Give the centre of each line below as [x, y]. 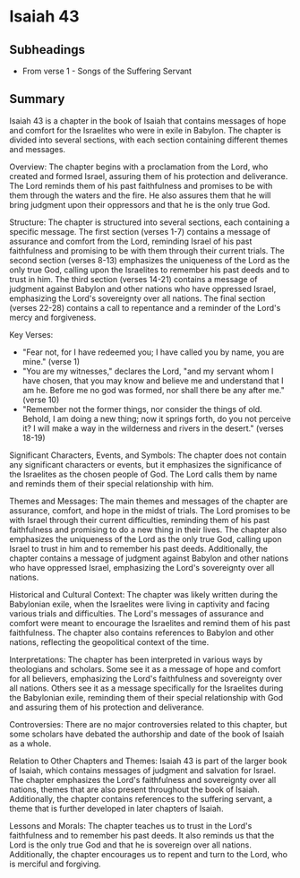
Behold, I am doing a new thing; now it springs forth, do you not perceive [156, 418]
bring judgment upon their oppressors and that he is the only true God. [140, 204]
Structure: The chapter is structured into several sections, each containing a [150, 222]
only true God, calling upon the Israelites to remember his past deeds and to [150, 270]
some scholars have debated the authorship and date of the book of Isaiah [147, 734]
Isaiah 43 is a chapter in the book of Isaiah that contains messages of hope [148, 121]
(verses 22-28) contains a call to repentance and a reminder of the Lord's [145, 307]
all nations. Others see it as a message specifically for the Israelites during [146, 688]
